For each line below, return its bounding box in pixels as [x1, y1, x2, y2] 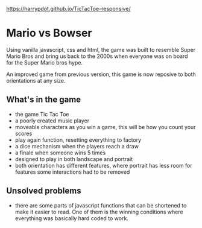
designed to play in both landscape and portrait [14, 155, 133, 162]
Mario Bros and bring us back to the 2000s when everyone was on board [6, 52, 188, 60]
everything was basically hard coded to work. [14, 214, 128, 222]
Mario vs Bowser [6, 27, 92, 40]
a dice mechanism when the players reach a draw [14, 142, 139, 150]
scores [14, 130, 33, 137]
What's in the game [6, 95, 81, 105]
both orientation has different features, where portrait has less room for [14, 162, 192, 169]
